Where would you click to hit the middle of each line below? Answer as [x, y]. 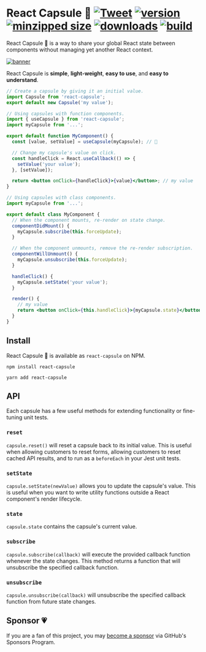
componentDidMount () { [41, 226]
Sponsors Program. [31, 642]
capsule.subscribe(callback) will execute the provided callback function [98, 554]
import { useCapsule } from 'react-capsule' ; [65, 119]
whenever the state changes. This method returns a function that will [93, 561]
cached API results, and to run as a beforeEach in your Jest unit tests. [93, 458]
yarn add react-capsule [37, 377]
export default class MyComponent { [53, 214]
